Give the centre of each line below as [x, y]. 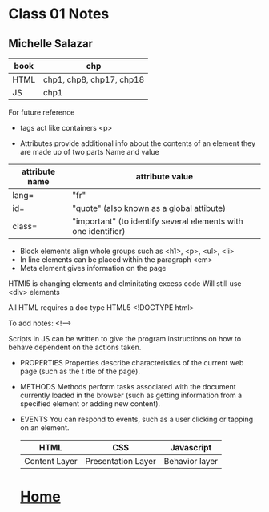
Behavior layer [191, 461]
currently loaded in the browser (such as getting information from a [131, 395]
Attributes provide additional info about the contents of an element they [138, 143]
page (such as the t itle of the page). [80, 371]
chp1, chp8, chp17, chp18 [94, 79]
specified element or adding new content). [90, 404]
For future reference [42, 112]
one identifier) [98, 231]
